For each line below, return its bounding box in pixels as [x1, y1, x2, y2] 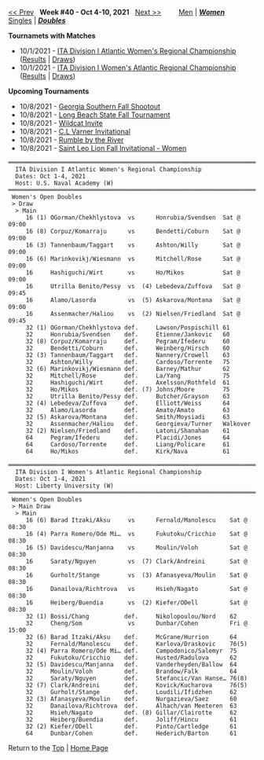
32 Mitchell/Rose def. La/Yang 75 [25, 372, 230, 380]
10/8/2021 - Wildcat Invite [19, 119, 104, 127]
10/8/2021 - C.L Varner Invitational [19, 127, 131, 136]
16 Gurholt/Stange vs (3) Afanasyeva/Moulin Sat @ [25, 571, 247, 579]
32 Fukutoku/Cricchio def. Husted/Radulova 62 [25, 654, 237, 662]
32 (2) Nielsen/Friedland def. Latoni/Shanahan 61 [25, 427, 230, 435]
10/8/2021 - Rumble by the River [19, 135, 124, 145]
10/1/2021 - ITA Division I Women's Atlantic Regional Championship [19, 63, 236, 72]
